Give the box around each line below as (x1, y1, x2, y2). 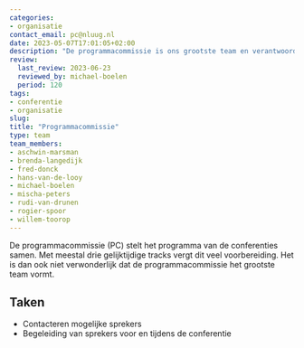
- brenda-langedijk (9, 155, 83, 165)
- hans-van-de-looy (9, 173, 83, 182)
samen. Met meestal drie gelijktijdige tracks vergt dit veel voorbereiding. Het (9, 249, 294, 260)
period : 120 (17, 80, 63, 89)
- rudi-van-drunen (9, 198, 79, 208)
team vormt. (9, 268, 55, 279)
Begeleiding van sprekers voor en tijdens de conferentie (22, 328, 233, 339)
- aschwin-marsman (9, 147, 79, 156)
